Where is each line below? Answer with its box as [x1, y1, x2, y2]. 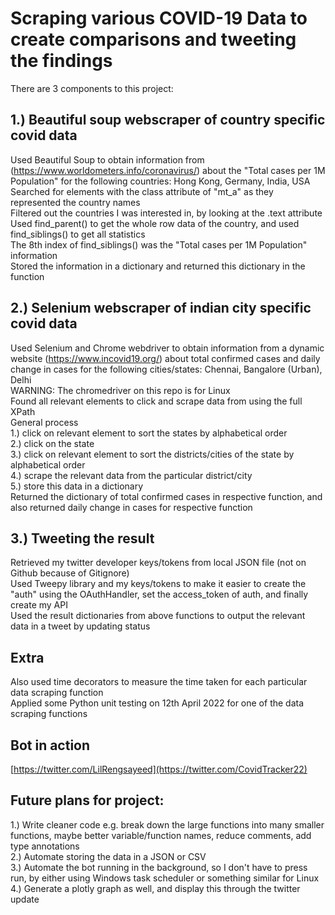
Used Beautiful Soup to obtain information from [10, 153, 205, 166]
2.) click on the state [10, 437, 95, 449]
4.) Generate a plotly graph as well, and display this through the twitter [10, 882, 301, 894]
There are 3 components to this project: [10, 82, 174, 94]
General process [10, 416, 79, 428]
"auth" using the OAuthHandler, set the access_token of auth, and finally [10, 588, 309, 601]
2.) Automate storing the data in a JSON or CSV [10, 850, 207, 862]
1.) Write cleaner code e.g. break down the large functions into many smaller [10, 818, 325, 831]
